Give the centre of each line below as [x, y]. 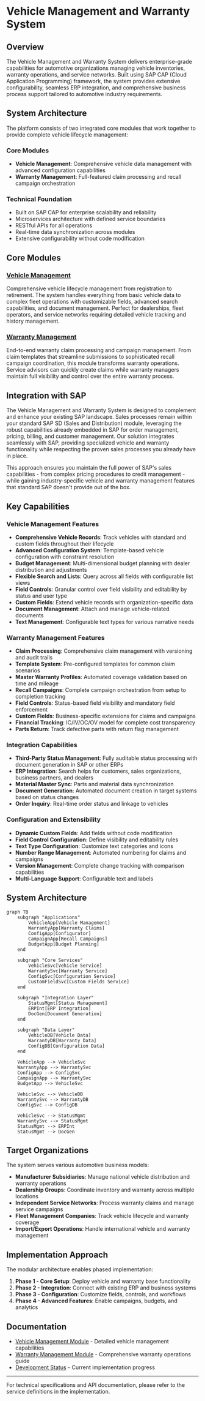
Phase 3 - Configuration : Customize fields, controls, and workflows [100, 1294]
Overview [25, 47]
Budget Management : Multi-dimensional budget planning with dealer [103, 563]
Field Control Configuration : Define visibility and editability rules [97, 839]
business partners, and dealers [54, 778]
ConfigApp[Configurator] [60, 933]
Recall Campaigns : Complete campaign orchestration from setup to [100, 690]
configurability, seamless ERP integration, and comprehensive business [96, 88]
